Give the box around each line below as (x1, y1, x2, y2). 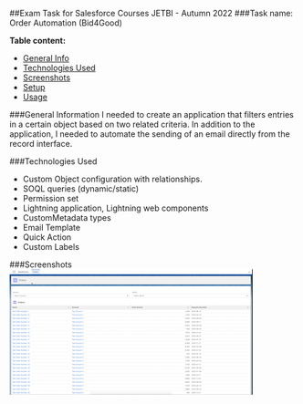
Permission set (22, 193, 79, 203)
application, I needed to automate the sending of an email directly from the (9, 129, 290, 140)
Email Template (22, 223, 80, 233)
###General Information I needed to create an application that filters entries (9, 109, 294, 119)
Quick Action (22, 232, 72, 243)
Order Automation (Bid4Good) (9, 17, 123, 28)
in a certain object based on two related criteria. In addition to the (9, 119, 256, 129)
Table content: (9, 36, 67, 46)
